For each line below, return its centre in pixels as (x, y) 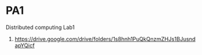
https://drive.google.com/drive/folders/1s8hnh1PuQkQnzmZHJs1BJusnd (105, 39)
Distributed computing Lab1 (40, 27)
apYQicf (24, 45)
